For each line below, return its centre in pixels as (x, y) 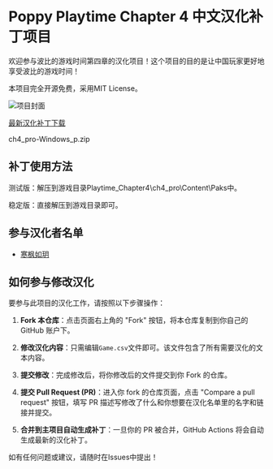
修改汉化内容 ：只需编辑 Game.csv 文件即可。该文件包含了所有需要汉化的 (138, 348)
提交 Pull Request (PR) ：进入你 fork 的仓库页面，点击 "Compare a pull (137, 392)
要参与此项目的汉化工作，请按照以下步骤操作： (87, 303)
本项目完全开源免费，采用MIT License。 (75, 88)
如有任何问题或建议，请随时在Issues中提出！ (83, 457)
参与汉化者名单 (46, 233)
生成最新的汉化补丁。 (56, 440)
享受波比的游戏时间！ (44, 71)
